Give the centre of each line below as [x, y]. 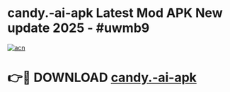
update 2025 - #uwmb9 [79, 28]
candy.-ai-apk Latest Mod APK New [115, 13]
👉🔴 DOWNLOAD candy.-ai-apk [102, 77]
